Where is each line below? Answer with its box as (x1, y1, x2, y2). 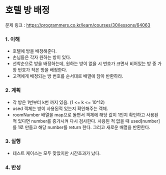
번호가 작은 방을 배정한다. (17, 67, 67, 73)
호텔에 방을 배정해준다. (12, 48, 57, 54)
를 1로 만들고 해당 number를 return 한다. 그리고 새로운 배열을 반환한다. (12, 124, 150, 130)
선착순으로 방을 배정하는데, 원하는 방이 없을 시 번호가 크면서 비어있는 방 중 (12, 60, 156, 66)
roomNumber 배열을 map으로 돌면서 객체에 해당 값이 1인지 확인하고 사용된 (12, 111, 158, 117)
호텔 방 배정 (5, 4, 50, 16)
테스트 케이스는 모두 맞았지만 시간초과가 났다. (12, 150, 101, 156)
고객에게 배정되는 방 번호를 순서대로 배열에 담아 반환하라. (12, 73, 123, 79)
